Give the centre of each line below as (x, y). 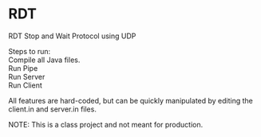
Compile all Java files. (44, 60)
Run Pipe (23, 68)
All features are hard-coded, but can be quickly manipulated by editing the (131, 100)
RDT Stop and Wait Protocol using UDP (72, 36)
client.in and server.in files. (53, 109)
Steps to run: (30, 51)
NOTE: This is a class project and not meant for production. (106, 124)
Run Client (25, 85)
